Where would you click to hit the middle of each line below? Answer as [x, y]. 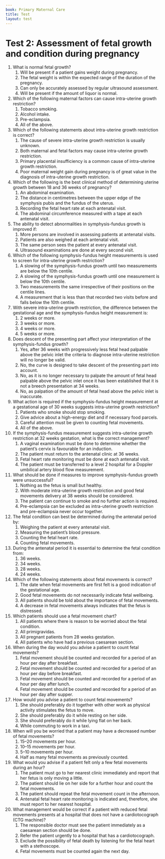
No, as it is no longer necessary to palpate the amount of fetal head [88, 376]
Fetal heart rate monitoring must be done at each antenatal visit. [85, 459]
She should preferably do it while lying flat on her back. [76, 721]
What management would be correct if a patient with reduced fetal [80, 809]
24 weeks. [30, 574]
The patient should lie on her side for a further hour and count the [86, 783]
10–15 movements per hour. [48, 747]
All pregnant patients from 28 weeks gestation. [67, 637]
